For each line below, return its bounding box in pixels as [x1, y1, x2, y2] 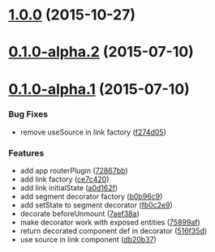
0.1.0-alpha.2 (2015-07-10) [8, 43, 195, 62]
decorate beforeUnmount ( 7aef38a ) [19, 209, 140, 219]
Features [8, 147, 45, 159]
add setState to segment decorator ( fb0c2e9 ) [19, 200, 173, 210]
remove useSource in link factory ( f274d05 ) [19, 127, 166, 137]
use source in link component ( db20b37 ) [19, 235, 157, 245]
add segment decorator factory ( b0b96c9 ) [19, 192, 163, 202]
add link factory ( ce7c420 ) [19, 174, 110, 184]
